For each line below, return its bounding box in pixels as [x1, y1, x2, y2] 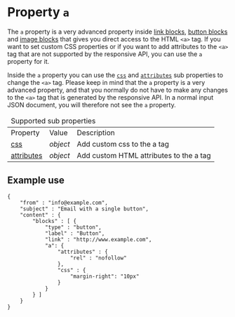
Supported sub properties [11, 116, 96, 126]
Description [76, 128, 115, 137]
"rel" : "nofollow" [69, 254, 128, 262]
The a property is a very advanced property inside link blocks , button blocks [7, 27, 228, 36]
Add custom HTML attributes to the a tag [76, 150, 212, 160]
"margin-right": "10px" [69, 273, 140, 280]
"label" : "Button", [44, 229, 105, 237]
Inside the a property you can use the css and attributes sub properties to [7, 71, 223, 79]
